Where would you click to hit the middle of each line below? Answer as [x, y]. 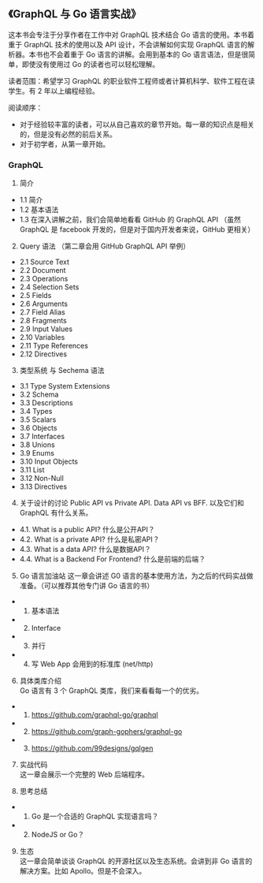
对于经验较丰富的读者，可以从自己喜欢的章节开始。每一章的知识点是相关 [137, 124]
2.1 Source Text [44, 262]
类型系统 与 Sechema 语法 [62, 371]
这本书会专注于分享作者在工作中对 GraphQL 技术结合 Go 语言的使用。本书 [128, 35]
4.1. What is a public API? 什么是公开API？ [87, 530]
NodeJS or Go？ [58, 835]
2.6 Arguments [44, 304]
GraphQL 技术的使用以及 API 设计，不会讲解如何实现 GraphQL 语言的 [135, 44]
